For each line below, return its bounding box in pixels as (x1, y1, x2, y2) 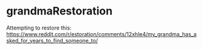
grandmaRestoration (6, 4, 113, 18)
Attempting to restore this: (6, 24, 72, 31)
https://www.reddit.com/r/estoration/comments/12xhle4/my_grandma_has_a (6, 30, 197, 37)
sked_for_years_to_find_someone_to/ (6, 37, 98, 44)
